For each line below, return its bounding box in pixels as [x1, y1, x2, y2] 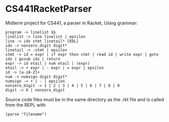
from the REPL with [5, 102, 46, 108]
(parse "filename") [5, 111, 47, 117]
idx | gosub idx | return [5, 56, 60, 62]
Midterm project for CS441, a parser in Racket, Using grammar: [5, 20, 138, 26]
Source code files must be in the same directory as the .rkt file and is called [5, 96, 164, 102]
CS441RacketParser [5, 3, 92, 15]
